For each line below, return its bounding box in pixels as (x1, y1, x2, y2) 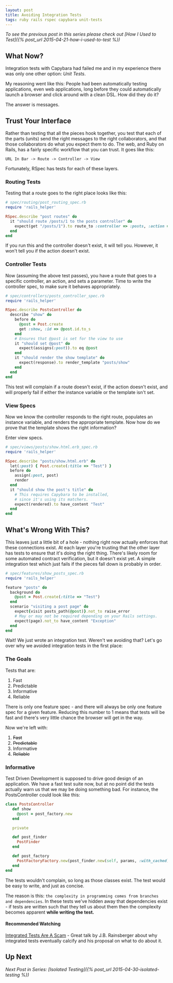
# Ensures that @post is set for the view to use (14, 336, 124, 341)
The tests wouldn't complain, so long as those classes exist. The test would (5, 877, 166, 883)
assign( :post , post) (14, 473, 59, 478)
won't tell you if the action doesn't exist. (5, 248, 90, 254)
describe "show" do (10, 312, 52, 317)
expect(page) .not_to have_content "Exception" (14, 618, 116, 623)
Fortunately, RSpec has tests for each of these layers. (5, 166, 119, 171)
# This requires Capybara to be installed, (14, 492, 110, 497)
